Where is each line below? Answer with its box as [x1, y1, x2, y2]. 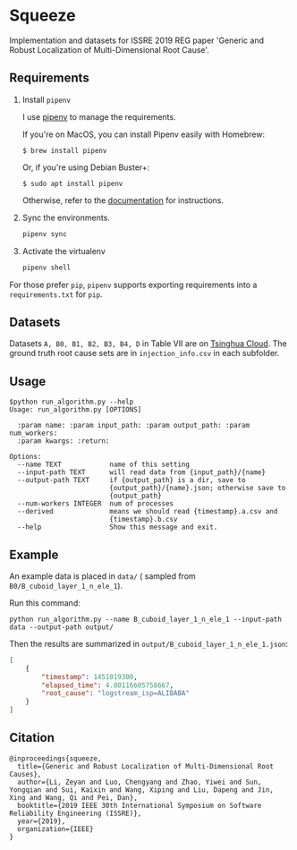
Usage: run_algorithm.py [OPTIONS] [9, 405, 142, 414]
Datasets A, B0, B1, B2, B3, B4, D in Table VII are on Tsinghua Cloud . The [9, 338, 288, 349]
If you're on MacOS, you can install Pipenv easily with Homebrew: [21, 129, 266, 140]
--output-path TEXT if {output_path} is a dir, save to [17, 476, 246, 485]
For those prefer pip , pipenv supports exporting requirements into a [9, 279, 258, 290]
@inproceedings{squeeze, [9, 753, 102, 763]
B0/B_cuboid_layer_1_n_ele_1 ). [9, 580, 123, 591]
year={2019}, [17, 816, 66, 826]
